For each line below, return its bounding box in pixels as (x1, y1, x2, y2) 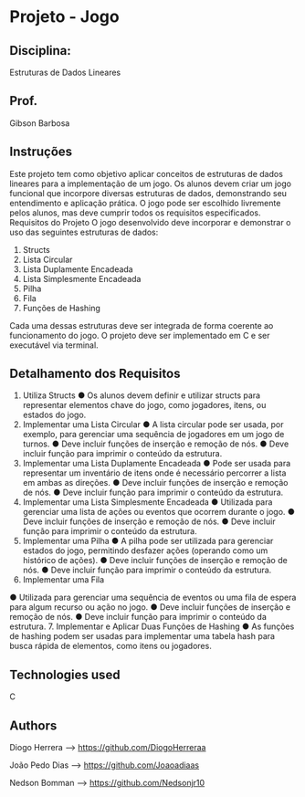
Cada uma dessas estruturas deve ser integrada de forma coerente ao (9, 320, 274, 330)
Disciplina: (9, 43, 71, 58)
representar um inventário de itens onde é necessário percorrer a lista (22, 467, 287, 478)
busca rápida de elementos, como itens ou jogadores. (9, 641, 212, 652)
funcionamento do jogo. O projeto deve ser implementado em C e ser (9, 330, 270, 341)
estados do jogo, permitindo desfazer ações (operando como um (22, 545, 268, 556)
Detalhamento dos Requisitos (9, 366, 181, 382)
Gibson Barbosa (9, 117, 70, 129)
